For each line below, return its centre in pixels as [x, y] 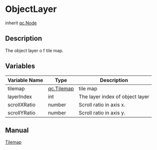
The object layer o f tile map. [34, 50]
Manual [17, 130]
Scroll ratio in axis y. [102, 113]
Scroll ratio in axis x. [102, 104]
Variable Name [26, 80]
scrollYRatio [22, 113]
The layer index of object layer [114, 96]
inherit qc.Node [21, 23]
